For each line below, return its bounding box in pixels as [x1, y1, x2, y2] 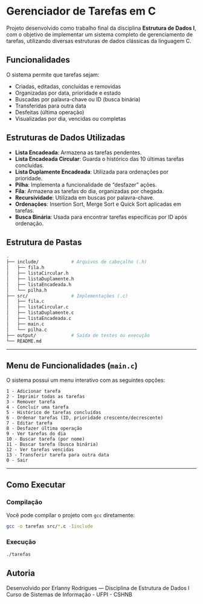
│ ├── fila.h [6, 265, 45, 271]
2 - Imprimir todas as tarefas [6, 393, 85, 400]
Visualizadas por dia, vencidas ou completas [14, 115, 126, 122]
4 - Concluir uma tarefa [6, 404, 69, 410]
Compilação [6, 498, 43, 506]
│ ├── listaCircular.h [6, 270, 69, 276]
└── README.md [6, 338, 42, 344]
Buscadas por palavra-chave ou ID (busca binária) [14, 95, 141, 103]
